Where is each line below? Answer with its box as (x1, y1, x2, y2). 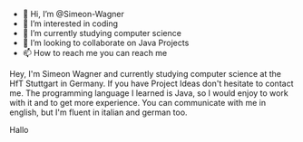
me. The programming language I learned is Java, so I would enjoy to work (9, 88, 288, 99)
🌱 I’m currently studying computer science (22, 28, 181, 38)
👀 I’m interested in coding (22, 18, 119, 29)
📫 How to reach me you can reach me (22, 48, 168, 58)
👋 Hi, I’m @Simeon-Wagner (22, 9, 124, 19)
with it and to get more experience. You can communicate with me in (9, 98, 266, 108)
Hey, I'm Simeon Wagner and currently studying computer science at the (9, 69, 281, 79)
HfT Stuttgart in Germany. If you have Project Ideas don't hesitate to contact (9, 78, 294, 89)
